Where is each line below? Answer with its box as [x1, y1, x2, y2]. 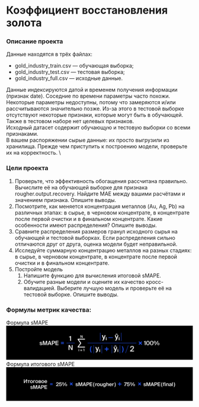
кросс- [146, 278, 164, 285]
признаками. [6, 130, 38, 137]
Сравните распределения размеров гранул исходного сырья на [14, 227, 178, 235]
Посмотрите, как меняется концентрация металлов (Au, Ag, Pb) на [14, 203, 185, 210]
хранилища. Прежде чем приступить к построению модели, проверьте [6, 143, 188, 150]
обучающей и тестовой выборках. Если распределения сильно [14, 234, 176, 241]
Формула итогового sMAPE [6, 360, 75, 367]
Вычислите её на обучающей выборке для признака [14, 184, 148, 191]
